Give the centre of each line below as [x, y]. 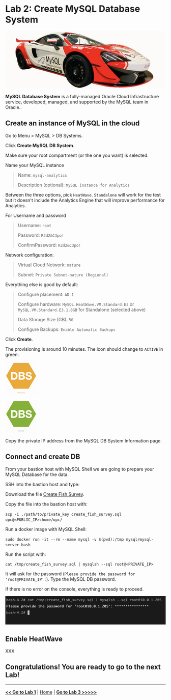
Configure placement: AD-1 [46, 294]
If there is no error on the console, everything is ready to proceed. [75, 589]
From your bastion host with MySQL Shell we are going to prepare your [80, 469]
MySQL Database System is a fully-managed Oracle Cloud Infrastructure [82, 96]
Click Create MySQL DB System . [40, 145]
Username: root [35, 225]
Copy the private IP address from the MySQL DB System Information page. [83, 440]
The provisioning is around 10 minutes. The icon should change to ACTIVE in [84, 349]
